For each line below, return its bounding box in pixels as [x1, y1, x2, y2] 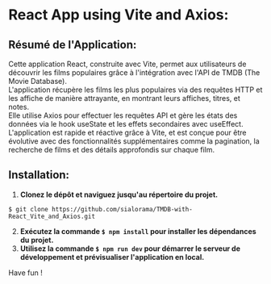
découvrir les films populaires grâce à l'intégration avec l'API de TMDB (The [8, 68, 261, 77]
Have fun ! [8, 268, 43, 278]
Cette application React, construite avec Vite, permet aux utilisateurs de [8, 59, 247, 69]
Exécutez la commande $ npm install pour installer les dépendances [19, 226, 256, 236]
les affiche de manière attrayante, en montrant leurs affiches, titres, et [8, 94, 240, 102]
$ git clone [8, 205, 48, 213]
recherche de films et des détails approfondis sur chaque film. [8, 145, 215, 154]
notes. [8, 102, 30, 111]
